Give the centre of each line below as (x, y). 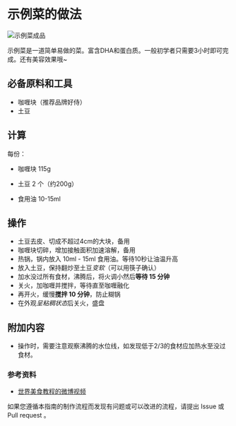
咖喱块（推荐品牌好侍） (52, 102)
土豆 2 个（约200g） (47, 184)
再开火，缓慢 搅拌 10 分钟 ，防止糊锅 (69, 295)
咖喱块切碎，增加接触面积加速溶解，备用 (76, 250)
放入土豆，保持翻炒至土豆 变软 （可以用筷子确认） (89, 268)
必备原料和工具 (40, 84)
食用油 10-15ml (39, 199)
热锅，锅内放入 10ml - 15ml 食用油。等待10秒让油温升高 (98, 259)
